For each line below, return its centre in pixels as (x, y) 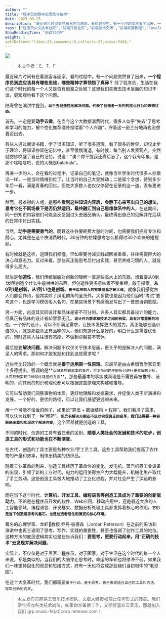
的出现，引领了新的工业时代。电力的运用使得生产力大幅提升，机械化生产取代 (83, 472)
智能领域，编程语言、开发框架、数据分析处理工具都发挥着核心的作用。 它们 (84, 507)
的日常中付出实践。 (25, 221)
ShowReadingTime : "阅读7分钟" (35, 33)
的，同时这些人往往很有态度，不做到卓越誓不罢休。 (57, 337)
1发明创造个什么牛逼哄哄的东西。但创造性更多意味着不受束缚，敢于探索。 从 (82, 283)
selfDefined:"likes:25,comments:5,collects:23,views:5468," (68, 42)
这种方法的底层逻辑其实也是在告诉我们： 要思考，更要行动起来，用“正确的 (80, 536)
